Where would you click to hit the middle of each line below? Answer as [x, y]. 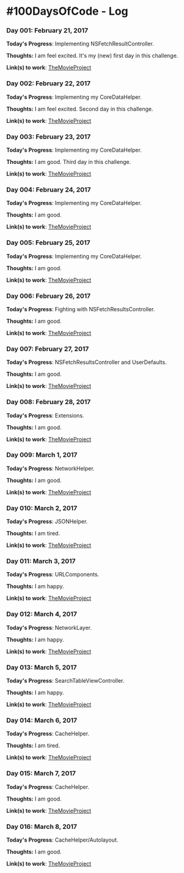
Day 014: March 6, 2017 [42, 720]
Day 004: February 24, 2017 [49, 190]
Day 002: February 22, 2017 [48, 83]
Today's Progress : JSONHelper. [47, 522]
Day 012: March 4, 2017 [42, 614]
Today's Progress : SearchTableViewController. [65, 681]
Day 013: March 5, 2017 [42, 667]
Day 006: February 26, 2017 [49, 296]
